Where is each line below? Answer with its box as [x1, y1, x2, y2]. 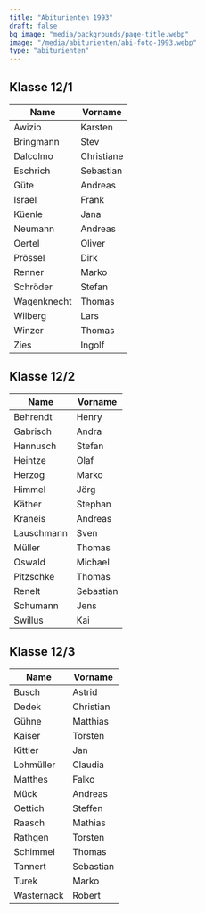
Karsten [79, 121, 113, 133]
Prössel [13, 251, 45, 264]
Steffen [72, 801, 103, 814]
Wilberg [13, 309, 47, 322]
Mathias [72, 817, 106, 829]
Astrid [72, 685, 98, 698]
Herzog [13, 468, 45, 481]
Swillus [13, 614, 44, 626]
